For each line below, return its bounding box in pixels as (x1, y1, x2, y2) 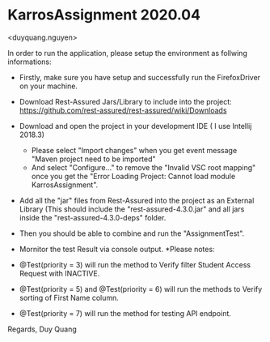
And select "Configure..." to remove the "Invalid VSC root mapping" (31, 162, 256, 172)
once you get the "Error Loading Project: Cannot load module (31, 171, 236, 181)
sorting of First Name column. (19, 293, 119, 302)
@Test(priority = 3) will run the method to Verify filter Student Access (19, 259, 251, 269)
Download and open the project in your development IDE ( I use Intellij (19, 121, 252, 130)
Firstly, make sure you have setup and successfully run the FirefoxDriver (19, 72, 260, 82)
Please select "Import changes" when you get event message (31, 145, 238, 155)
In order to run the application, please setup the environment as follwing (7, 48, 247, 58)
